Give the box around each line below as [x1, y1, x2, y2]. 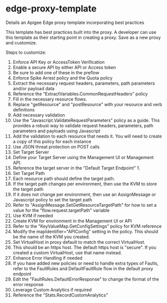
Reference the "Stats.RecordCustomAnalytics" [12, 292, 108, 298]
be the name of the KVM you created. [12, 234, 90, 240]
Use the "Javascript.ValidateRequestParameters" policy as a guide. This [12, 117, 160, 123]
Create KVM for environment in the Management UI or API [12, 218, 132, 224]
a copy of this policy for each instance [12, 138, 91, 145]
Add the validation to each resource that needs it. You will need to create [12, 133, 162, 139]
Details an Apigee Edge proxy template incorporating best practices [5, 19, 145, 25]
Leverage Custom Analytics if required [12, 287, 92, 293]
